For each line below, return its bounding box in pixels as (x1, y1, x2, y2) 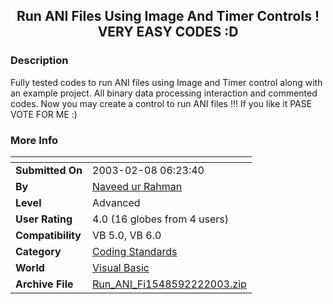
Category (15, 244, 62, 258)
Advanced (92, 195, 141, 209)
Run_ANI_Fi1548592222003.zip (92, 277, 247, 291)
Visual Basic (92, 260, 150, 274)
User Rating (15, 212, 73, 226)
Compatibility (15, 228, 82, 242)
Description (10, 54, 69, 68)
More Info (10, 133, 59, 147)
